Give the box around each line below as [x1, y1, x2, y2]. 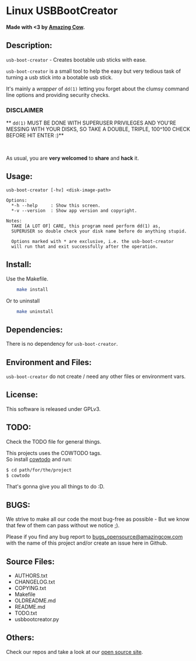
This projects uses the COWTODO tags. [6, 449, 102, 456]
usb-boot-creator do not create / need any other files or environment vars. [6, 373, 186, 380]
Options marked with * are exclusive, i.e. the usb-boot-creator [11, 238, 174, 244]
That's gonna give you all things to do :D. [6, 483, 105, 490]
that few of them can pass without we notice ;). [6, 522, 120, 529]
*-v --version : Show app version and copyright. [11, 207, 137, 214]
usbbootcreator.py [14, 616, 60, 623]
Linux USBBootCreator [6, 4, 118, 18]
